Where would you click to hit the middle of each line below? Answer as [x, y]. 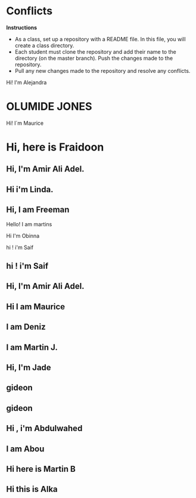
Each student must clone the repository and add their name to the [96, 51]
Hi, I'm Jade [29, 368]
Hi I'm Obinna [23, 236]
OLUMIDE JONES [49, 107]
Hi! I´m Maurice [25, 123]
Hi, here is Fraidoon [55, 147]
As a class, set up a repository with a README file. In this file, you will [100, 39]
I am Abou [25, 449]
